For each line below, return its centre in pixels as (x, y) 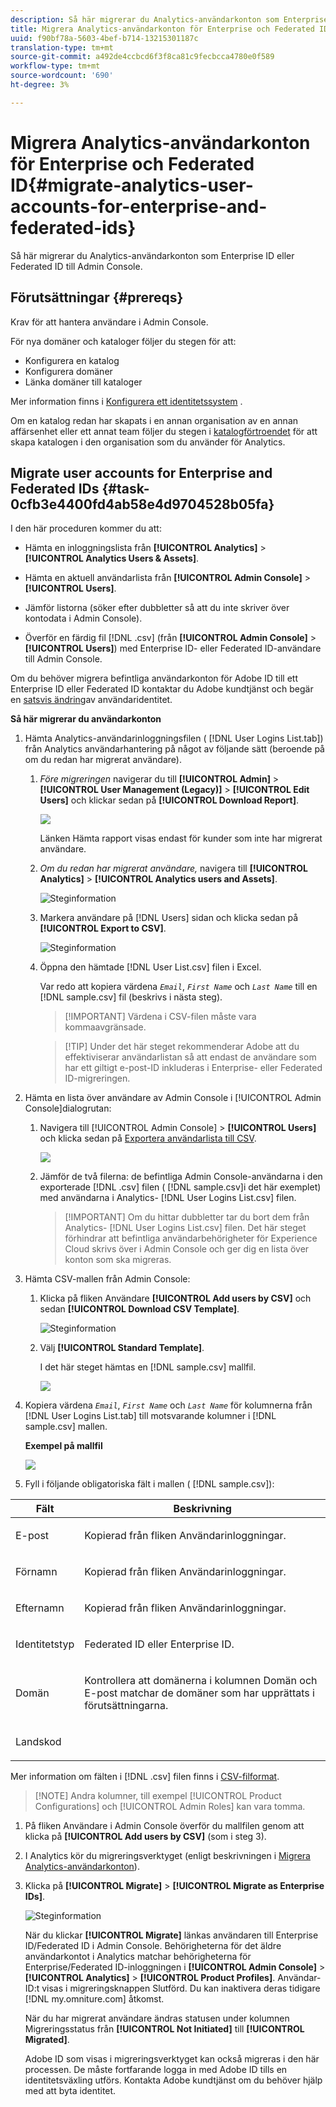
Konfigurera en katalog (72, 360)
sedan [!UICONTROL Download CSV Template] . (139, 1309)
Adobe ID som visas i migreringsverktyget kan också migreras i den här (172, 2059)
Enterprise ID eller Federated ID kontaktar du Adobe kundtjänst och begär (162, 689)
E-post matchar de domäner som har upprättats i (199, 1693)
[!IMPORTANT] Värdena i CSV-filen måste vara (160, 1017)
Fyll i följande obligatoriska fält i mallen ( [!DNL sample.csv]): (149, 1484)
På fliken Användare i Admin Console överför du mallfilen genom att (164, 1826)
